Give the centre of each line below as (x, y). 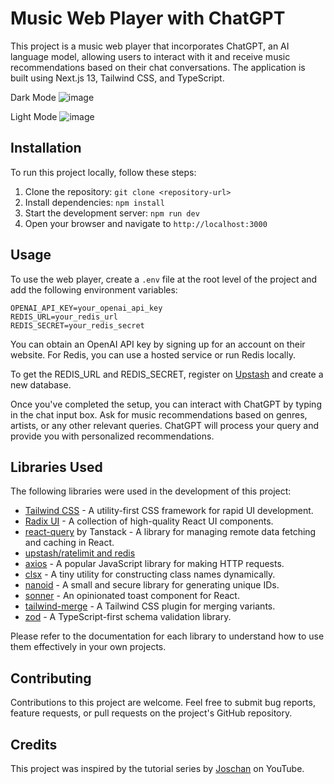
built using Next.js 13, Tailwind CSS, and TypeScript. (117, 78)
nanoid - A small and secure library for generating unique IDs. (152, 585)
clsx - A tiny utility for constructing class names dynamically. (150, 574)
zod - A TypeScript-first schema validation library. (128, 617)
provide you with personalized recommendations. (112, 436)
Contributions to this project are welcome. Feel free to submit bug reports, (163, 703)
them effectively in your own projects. (88, 647)
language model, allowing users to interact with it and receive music (150, 56)
